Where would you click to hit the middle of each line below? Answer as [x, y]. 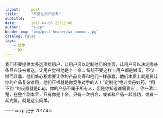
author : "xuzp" [25, 27]
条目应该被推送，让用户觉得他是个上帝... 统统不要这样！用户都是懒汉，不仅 [80, 70]
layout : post [23, 9]
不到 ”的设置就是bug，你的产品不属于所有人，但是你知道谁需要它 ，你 [75, 88]
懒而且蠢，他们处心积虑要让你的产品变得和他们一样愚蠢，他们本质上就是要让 [81, 76]
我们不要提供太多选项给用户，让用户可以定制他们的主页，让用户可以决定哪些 [81, 64]
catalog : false [20, 37]
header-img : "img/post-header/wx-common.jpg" [52, 32]
